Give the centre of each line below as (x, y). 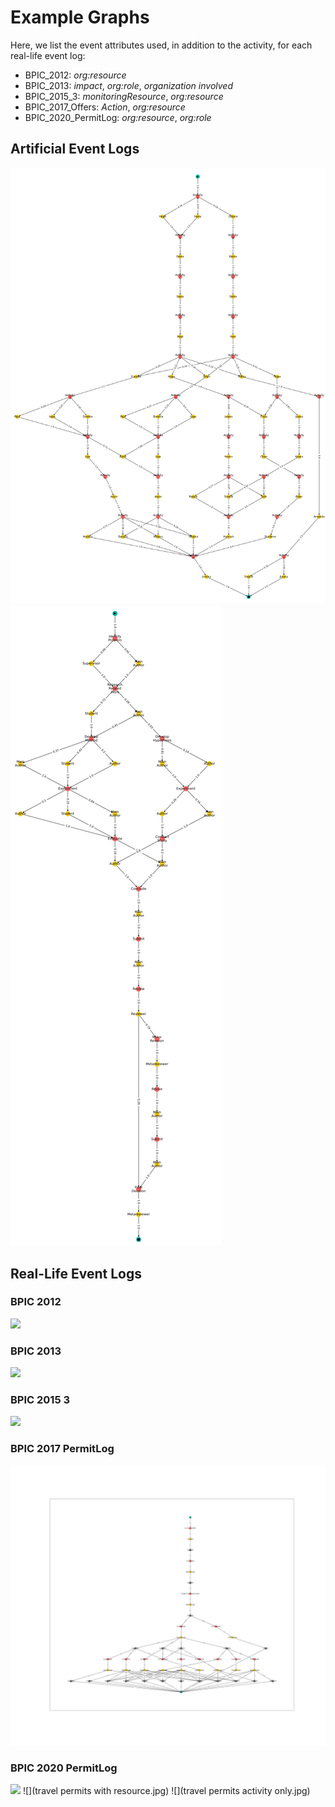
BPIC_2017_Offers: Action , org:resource (105, 107)
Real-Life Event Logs (76, 1273)
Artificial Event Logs (75, 149)
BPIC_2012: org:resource (75, 75)
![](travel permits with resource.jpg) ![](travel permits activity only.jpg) (166, 1790)
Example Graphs (80, 17)
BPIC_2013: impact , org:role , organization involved (128, 85)
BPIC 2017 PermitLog (62, 1449)
